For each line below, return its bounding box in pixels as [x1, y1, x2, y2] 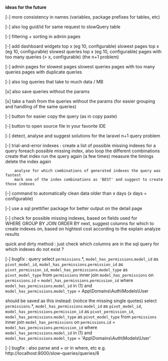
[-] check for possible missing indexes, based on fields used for [5, 215, 137, 221]
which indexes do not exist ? [5, 246, 64, 252]
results [5, 231, 20, 237]
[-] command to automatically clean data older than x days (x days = [5, 191, 147, 196]
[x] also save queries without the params [5, 88, 90, 95]
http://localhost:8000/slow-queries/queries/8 [5, 350, 100, 356]
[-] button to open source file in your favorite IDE [5, 123, 106, 129]
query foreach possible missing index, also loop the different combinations [5, 148, 160, 154]
